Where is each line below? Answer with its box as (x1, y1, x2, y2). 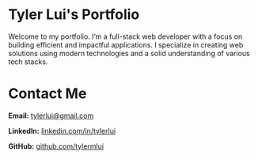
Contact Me (8, 85, 87, 103)
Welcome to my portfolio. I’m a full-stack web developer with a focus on (8, 32, 243, 41)
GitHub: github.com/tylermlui (8, 141, 104, 151)
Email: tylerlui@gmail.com (8, 111, 94, 120)
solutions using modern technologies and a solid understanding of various (8, 48, 251, 58)
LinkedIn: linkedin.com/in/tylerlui (8, 126, 116, 135)
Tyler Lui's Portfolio (8, 6, 140, 24)
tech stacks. (8, 57, 48, 66)
